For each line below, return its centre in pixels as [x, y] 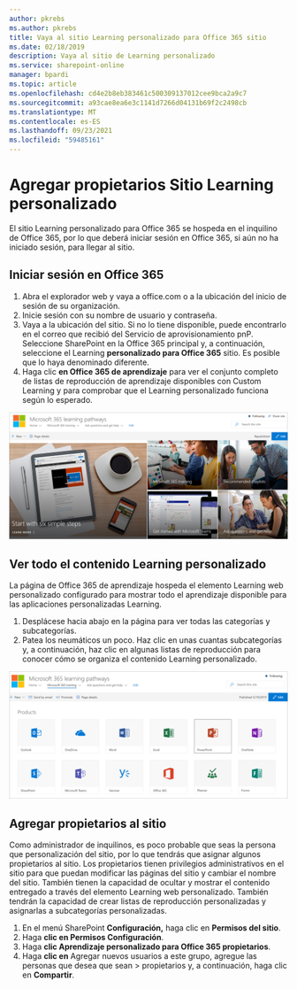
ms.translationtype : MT [53, 112]
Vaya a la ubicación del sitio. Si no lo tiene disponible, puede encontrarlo [154, 324]
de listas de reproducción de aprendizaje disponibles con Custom [141, 381]
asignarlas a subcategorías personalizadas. [88, 911]
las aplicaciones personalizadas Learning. [85, 604]
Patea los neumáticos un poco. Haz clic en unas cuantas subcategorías [152, 640]
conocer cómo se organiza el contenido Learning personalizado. [140, 659]
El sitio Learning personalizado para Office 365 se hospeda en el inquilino [144, 228]
